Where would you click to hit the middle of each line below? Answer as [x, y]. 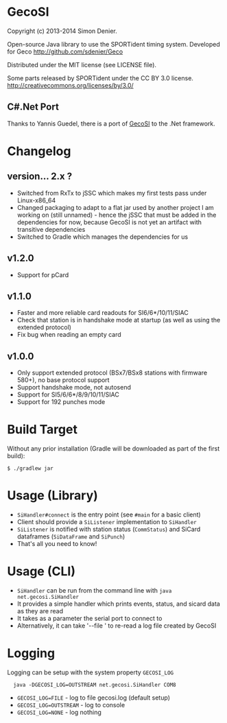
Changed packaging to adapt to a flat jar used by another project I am [115, 207]
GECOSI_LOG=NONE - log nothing [59, 712]
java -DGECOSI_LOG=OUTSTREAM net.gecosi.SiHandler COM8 [95, 685]
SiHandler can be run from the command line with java [94, 590]
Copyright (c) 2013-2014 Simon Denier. [62, 31]
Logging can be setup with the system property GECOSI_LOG [91, 672]
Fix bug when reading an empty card [69, 335]
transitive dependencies [51, 229]
